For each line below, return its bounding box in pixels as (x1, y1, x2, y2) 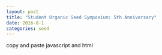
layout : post (6, 8, 39, 15)
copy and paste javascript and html (6, 42, 93, 49)
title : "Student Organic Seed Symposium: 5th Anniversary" (6, 14, 157, 20)
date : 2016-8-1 (6, 20, 44, 26)
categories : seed (6, 25, 50, 32)
